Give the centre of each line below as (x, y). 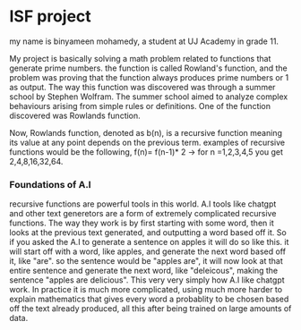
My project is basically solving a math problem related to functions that (140, 58)
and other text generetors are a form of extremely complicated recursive (143, 214)
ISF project (50, 17)
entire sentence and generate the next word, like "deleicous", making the (144, 271)
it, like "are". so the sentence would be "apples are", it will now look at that (146, 261)
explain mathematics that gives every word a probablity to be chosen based (149, 299)
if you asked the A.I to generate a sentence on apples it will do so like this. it (149, 242)
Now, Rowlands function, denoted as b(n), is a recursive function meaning (146, 132)
